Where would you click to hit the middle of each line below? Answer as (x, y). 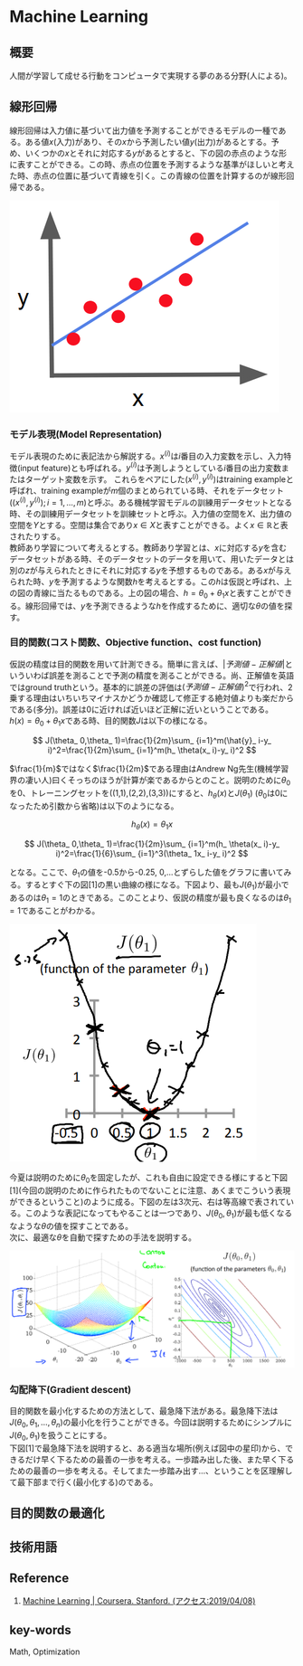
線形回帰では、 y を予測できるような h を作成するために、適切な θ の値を (155, 606)
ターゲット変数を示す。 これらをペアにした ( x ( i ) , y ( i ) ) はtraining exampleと (159, 478)
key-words (40, 1630)
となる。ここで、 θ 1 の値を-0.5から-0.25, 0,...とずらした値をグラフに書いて (147, 873)
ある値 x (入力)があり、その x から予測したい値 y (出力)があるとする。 (148, 141)
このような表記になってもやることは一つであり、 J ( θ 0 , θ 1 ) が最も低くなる (158, 1214)
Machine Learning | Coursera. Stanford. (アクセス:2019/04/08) (139, 1601)
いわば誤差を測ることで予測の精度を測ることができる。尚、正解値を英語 (160, 675)
